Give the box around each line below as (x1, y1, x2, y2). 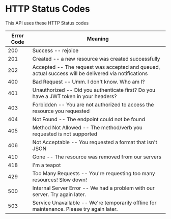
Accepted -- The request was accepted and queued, (32, 63, 160, 70)
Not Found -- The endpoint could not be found (32, 116, 146, 123)
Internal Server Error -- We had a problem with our (32, 184, 155, 191)
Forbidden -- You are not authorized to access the (32, 101, 154, 108)
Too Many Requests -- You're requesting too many (32, 170, 155, 177)
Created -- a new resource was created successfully (32, 55, 160, 62)
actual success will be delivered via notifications (32, 70, 148, 77)
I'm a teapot (32, 161, 61, 169)
